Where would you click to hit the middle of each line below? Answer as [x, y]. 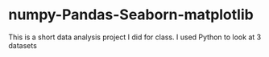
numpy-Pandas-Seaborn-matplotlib [131, 15]
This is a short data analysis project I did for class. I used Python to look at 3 [135, 37]
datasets [23, 45]
